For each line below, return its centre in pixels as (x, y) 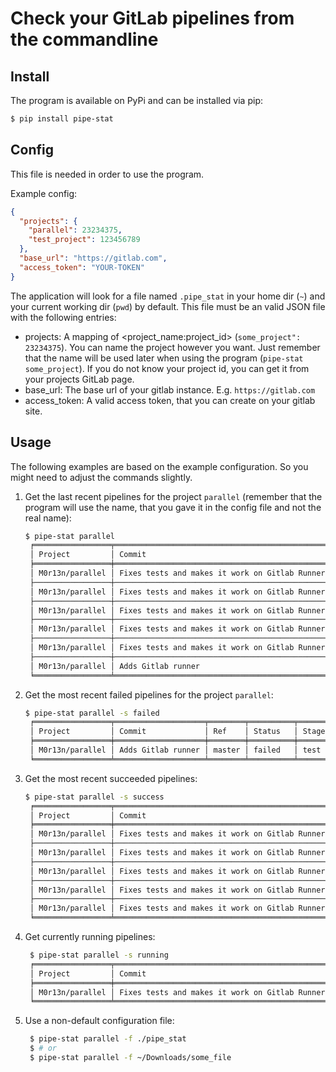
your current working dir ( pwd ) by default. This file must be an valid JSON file (168, 306)
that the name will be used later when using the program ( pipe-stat (164, 358)
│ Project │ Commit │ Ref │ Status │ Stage (177, 732)
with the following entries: (63, 317)
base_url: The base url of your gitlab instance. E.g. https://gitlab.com (170, 389)
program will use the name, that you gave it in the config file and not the (173, 507)
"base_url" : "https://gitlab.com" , (93, 258)
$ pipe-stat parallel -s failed (92, 713)
